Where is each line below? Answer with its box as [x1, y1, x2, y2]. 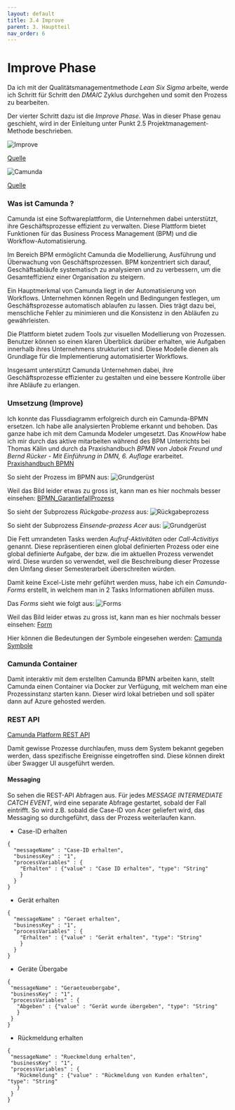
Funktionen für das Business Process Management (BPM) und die [7, 230, 198, 238]
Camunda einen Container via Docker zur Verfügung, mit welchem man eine [7, 682, 228, 691]
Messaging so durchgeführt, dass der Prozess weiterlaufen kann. [7, 813, 196, 821]
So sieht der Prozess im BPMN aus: [7, 473, 109, 481]
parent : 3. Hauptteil [7, 23, 71, 30]
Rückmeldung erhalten [17, 1033, 83, 1042]
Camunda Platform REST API [7, 731, 90, 739]
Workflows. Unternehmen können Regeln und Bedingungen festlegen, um [7, 294, 221, 303]
